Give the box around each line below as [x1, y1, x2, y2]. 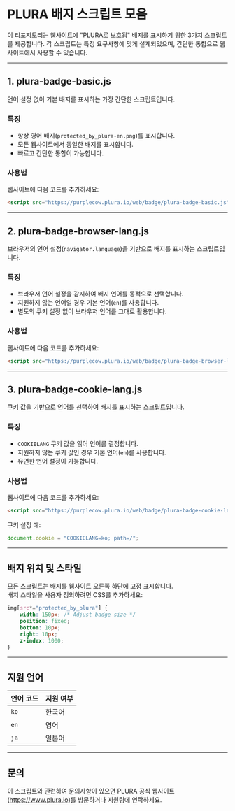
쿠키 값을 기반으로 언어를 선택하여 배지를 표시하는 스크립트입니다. [7, 403, 185, 411]
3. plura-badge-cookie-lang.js [7, 383, 143, 395]
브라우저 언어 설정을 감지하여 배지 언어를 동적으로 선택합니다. [17, 289, 184, 298]
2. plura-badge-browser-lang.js [7, 225, 149, 237]
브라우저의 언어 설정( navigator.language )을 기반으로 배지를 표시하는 [7, 245, 196, 253]
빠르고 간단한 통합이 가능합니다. [17, 149, 104, 157]
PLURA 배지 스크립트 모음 [7, 6, 148, 22]
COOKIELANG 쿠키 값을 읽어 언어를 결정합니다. [17, 439, 138, 447]
